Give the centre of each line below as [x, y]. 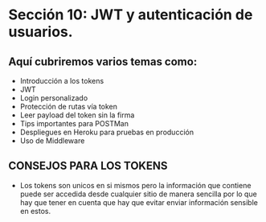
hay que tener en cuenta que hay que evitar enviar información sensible [139, 202]
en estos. [35, 211]
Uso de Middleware [52, 141]
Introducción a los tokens [62, 81]
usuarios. [41, 32]
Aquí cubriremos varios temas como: [103, 62]
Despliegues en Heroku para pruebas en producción [107, 132]
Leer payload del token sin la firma [77, 115]
